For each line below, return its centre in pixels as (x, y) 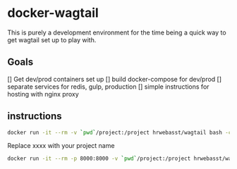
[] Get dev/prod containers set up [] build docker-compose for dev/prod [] (115, 79)
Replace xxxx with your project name (61, 146)
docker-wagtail (53, 13)
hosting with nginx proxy (43, 94)
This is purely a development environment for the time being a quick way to (117, 32)
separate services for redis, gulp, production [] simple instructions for (108, 87)
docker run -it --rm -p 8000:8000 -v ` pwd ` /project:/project (99, 159)
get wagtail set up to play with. (52, 39)
